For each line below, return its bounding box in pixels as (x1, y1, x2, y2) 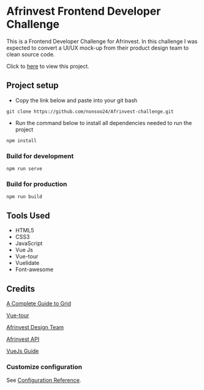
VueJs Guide (6, 347, 39, 354)
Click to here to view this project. (6, 63, 90, 70)
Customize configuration (6, 362, 83, 371)
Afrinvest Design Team (6, 323, 64, 331)
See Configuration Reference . (6, 377, 81, 384)
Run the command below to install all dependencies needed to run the (15, 119, 192, 126)
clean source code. (6, 50, 55, 58)
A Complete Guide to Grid (6, 299, 72, 307)
